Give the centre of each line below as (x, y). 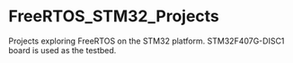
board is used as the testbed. (62, 50)
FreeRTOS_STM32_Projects (114, 16)
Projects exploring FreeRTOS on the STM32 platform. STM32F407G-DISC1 (146, 41)
